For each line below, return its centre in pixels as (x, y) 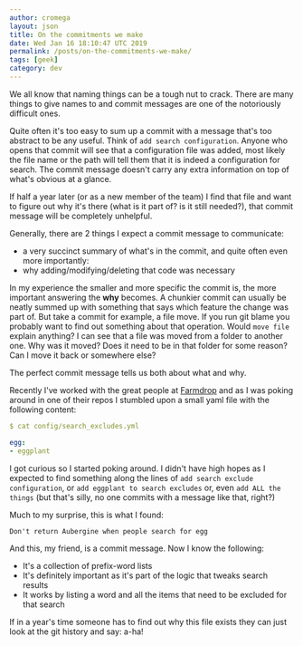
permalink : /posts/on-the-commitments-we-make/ (101, 52)
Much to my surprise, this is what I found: (87, 515)
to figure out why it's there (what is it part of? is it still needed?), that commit (151, 206)
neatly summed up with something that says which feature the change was (149, 307)
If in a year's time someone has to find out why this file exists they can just (148, 622)
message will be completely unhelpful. (81, 216)
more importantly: (56, 260)
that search (43, 604)
